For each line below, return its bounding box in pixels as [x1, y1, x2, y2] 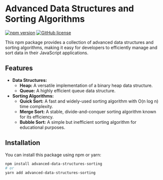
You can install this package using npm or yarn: [5, 151, 101, 158]
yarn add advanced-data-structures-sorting [5, 171, 96, 176]
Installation [5, 139, 40, 147]
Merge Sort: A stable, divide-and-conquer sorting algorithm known [19, 108, 157, 114]
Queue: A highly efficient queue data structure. [19, 87, 116, 94]
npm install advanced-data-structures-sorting [5, 161, 102, 166]
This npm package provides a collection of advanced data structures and [5, 39, 154, 45]
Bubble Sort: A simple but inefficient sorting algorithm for [19, 119, 137, 125]
